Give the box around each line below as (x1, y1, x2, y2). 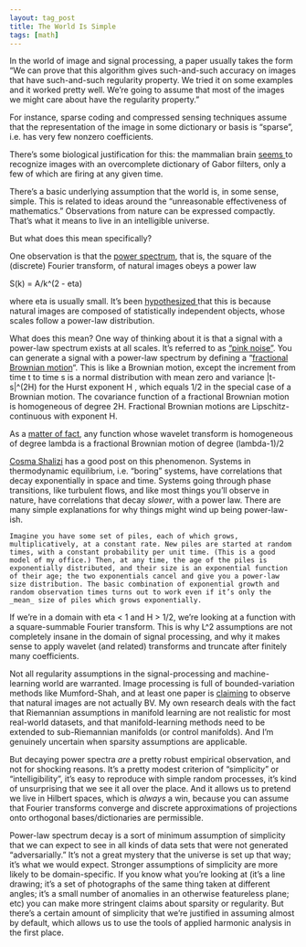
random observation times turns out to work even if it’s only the (9, 588, 272, 597)
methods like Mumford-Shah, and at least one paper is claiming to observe (9, 687, 290, 699)
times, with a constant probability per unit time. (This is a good (9, 548, 276, 558)
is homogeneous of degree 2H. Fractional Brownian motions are (9, 401, 250, 412)
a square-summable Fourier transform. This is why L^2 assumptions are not (9, 622, 293, 633)
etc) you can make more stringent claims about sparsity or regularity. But (9, 898, 285, 910)
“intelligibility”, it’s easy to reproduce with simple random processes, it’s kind (9, 773, 297, 784)
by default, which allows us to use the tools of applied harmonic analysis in (9, 918, 292, 929)
